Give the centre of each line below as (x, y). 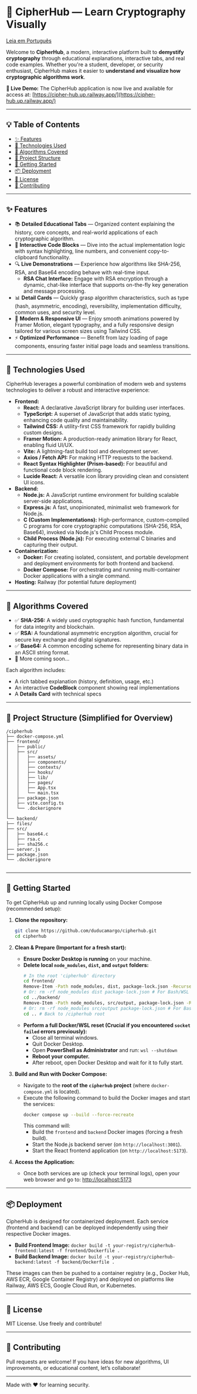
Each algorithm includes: (36, 670)
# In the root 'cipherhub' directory (69, 976)
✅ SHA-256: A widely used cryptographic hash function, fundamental (99, 620)
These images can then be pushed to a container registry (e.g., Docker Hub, (98, 1273)
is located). (67, 1091)
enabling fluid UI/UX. (49, 445)
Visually (26, 24)
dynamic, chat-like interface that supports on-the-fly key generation (106, 284)
